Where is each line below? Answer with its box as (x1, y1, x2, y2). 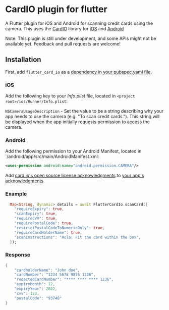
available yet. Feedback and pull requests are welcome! (5, 40, 121, 46)
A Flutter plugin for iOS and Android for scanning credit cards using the (5, 20, 153, 26)
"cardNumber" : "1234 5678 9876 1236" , (14, 272, 96, 277)
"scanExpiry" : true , (14, 211, 58, 217)
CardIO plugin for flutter (5, 4, 107, 15)
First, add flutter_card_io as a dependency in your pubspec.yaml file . (5, 69, 152, 75)
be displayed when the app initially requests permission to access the (5, 119, 150, 125)
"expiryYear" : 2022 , (14, 286, 58, 291)
